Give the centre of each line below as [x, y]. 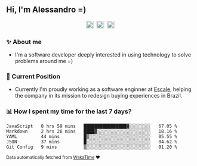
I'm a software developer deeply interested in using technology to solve [103, 55]
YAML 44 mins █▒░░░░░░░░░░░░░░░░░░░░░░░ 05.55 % [92, 136]
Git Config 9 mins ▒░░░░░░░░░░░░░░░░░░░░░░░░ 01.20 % [92, 147]
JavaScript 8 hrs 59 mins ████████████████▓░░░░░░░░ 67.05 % [92, 126]
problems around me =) [44, 61]
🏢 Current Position [33, 77]
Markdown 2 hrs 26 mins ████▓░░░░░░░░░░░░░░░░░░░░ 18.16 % [92, 131]
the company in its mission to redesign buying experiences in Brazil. [98, 96]
